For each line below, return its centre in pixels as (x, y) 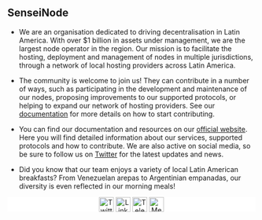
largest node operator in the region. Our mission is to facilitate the (125, 48)
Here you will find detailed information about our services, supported (131, 137)
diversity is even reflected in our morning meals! (97, 186)
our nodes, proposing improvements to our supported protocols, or (127, 97)
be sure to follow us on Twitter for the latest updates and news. (121, 154)
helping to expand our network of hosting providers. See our (117, 105)
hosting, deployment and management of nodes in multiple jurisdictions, (136, 57)
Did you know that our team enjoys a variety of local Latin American (129, 169)
